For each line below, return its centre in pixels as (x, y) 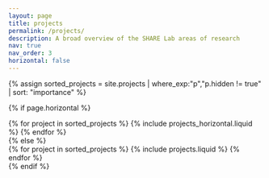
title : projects (36, 23)
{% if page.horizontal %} (50, 108)
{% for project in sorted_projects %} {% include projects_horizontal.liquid (130, 123)
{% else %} (27, 140)
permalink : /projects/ (46, 31)
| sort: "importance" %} (47, 92)
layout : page (30, 16)
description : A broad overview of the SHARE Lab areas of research (124, 38)
